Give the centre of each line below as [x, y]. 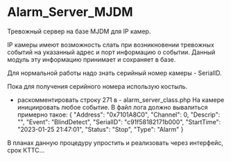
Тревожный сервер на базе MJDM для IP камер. [79, 31]
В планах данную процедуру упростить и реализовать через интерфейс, [115, 142]
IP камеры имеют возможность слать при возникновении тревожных [111, 44]
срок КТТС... [26, 150]
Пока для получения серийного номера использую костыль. [97, 86]
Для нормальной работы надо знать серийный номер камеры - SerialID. [114, 73]
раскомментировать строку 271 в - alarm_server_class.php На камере [121, 100]
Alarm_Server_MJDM [70, 12]
